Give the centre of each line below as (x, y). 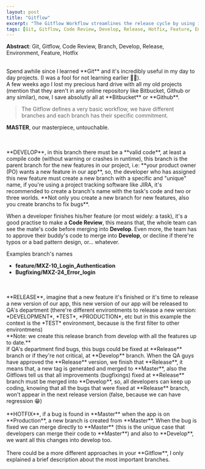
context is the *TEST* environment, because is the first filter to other (93, 323)
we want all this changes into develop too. (59, 440)
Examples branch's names (40, 254)
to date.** (19, 342)
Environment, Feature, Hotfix (42, 53)
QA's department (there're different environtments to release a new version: (102, 310)
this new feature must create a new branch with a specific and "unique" (96, 179)
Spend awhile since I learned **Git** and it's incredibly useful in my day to (101, 72)
